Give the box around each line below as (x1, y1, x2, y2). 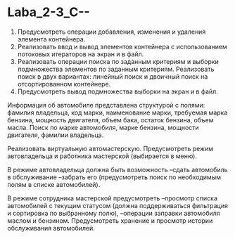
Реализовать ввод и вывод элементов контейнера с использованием (17, 42, 227, 51)
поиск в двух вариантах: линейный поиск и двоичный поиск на (17, 72, 208, 81)
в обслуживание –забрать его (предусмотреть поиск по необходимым (7, 173, 222, 181)
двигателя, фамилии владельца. (7, 131, 104, 139)
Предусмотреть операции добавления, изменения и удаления (17, 27, 206, 36)
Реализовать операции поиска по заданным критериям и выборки (17, 57, 220, 65)
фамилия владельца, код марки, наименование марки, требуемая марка (7, 108, 228, 117)
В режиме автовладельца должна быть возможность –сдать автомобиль (7, 165, 228, 174)
